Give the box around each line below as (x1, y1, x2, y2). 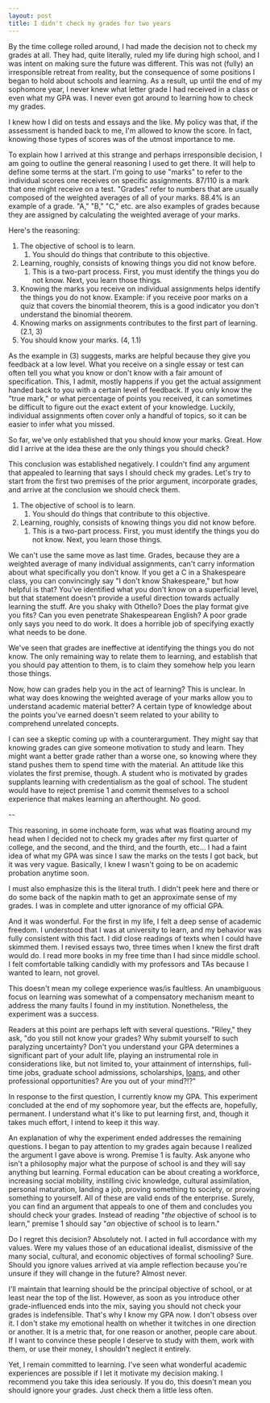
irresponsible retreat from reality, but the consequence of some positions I (8, 67, 255, 77)
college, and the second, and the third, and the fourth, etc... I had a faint (8, 842, 247, 852)
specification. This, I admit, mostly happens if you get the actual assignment (8, 376, 262, 386)
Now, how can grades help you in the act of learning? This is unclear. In (8, 684, 246, 694)
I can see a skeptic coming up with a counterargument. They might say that (8, 734, 259, 744)
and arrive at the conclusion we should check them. (8, 484, 181, 494)
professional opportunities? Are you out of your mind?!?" (8, 1076, 197, 1085)
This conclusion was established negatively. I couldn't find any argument (8, 459, 250, 468)
